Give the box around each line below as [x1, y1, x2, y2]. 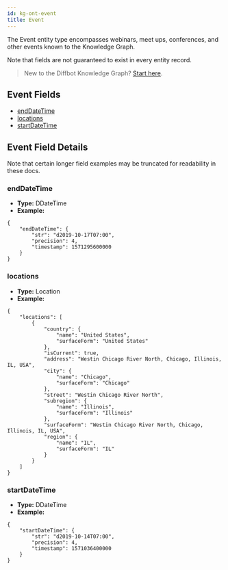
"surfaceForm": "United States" [55, 337, 149, 344]
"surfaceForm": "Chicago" [55, 379, 130, 387]
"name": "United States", [55, 331, 130, 339]
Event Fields [7, 88, 61, 100]
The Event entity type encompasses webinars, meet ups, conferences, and [7, 35, 219, 43]
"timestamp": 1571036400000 [31, 545, 112, 552]
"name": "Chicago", [55, 374, 112, 380]
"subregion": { [43, 398, 88, 404]
